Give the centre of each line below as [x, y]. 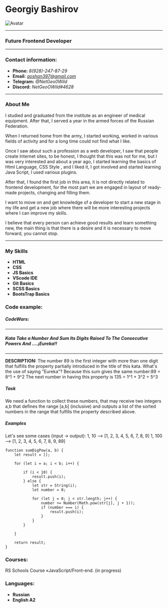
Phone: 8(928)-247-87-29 [40, 71]
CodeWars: [17, 319]
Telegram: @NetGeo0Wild [40, 81]
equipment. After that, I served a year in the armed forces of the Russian [80, 120]
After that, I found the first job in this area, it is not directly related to [75, 182]
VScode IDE [25, 278]
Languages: [20, 583]
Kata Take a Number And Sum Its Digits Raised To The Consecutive [77, 338]
